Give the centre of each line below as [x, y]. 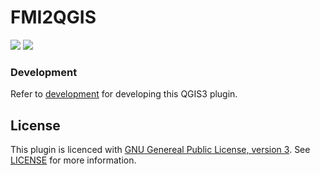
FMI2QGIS [53, 17]
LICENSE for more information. [73, 160]
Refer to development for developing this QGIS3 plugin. [124, 94]
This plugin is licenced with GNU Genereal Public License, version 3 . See [160, 150]
